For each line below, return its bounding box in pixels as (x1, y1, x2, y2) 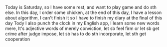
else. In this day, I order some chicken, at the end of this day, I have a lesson (5, 9, 162, 15)
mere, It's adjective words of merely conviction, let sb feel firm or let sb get (5, 25, 160, 31)
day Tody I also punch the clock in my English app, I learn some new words (5, 20, 160, 26)
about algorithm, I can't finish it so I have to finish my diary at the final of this (5, 15, 163, 20)
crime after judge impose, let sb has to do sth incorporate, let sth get (5, 31, 146, 36)
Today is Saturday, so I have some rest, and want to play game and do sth (5, 4, 157, 10)
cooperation (5, 36, 30, 42)
